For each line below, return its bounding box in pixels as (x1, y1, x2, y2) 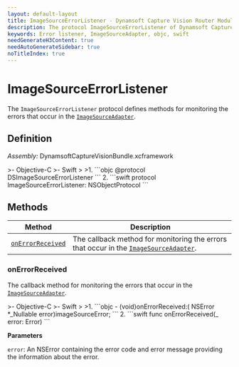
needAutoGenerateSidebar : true (7, 43, 100, 51)
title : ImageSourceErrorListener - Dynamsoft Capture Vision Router (7, 17, 215, 24)
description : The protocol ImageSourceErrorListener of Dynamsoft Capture (7, 24, 234, 31)
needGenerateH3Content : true (7, 37, 94, 44)
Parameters (7, 331, 43, 339)
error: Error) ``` (7, 317, 51, 326)
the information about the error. (7, 352, 100, 361)
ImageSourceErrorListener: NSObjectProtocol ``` (7, 180, 149, 189)
